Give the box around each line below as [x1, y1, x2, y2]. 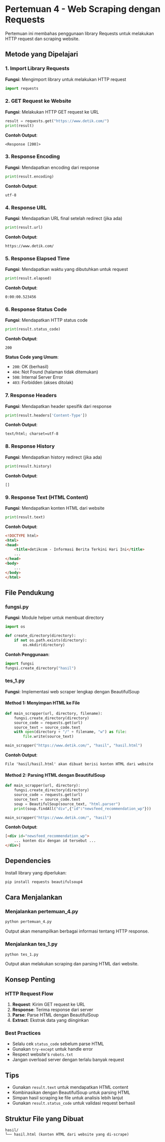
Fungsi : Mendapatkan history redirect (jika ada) [5, 454, 102, 460]
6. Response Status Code [5, 306, 67, 313]
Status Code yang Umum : [5, 354, 59, 360]
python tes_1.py [5, 952, 39, 957]
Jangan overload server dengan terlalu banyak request [12, 1057, 124, 1063]
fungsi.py [5, 603, 29, 610]
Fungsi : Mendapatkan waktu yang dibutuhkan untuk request [5, 267, 128, 272]
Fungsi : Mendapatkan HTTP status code [5, 317, 88, 323]
